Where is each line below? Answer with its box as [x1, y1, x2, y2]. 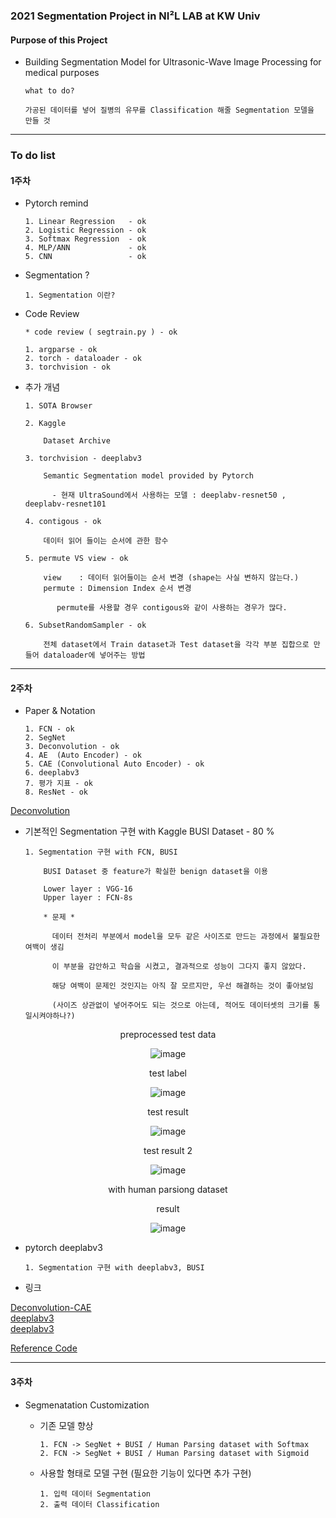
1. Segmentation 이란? [24, 290, 116, 301]
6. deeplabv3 [24, 768, 80, 778]
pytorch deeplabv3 [24, 1242, 103, 1254]
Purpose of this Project [10, 34, 108, 46]
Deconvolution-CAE [10, 1302, 92, 1314]
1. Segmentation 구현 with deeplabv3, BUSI [24, 1263, 205, 1273]
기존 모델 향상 [39, 1419, 94, 1431]
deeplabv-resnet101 [24, 499, 107, 509]
